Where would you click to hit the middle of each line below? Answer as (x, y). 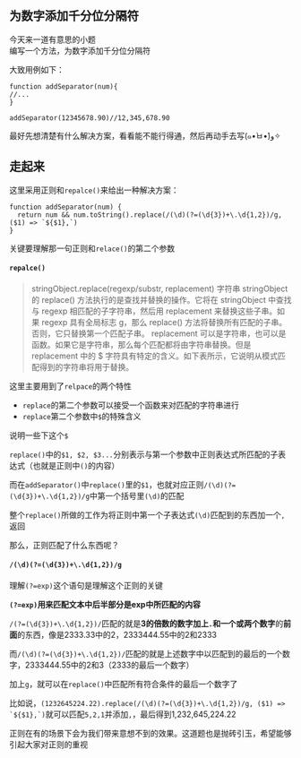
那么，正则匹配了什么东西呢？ (64, 545)
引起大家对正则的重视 (48, 745)
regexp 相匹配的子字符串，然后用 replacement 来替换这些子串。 (159, 311)
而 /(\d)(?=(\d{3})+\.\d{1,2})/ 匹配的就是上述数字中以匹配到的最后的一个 (146, 654)
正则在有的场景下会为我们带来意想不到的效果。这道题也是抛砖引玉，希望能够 (150, 734)
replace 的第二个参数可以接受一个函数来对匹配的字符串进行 (130, 405)
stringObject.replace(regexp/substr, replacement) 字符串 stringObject (159, 289)
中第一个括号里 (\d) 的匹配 (137, 495)
